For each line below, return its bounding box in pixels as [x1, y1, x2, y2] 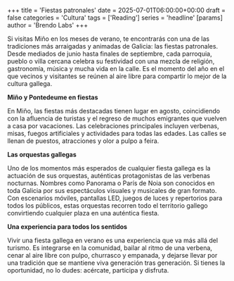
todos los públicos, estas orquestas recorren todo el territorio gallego [7, 201, 209, 210]
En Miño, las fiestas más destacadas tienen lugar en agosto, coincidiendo [7, 107, 220, 115]
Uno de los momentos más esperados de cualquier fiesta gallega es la [7, 164, 211, 172]
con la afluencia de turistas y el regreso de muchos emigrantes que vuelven [7, 114, 227, 123]
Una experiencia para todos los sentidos [7, 223, 128, 231]
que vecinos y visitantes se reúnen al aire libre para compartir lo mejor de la [7, 72, 227, 80]
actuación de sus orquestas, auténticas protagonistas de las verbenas [7, 172, 211, 180]
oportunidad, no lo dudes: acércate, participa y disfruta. [7, 266, 169, 274]
